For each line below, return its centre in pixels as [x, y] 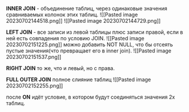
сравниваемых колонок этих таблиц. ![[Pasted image [72, 15]
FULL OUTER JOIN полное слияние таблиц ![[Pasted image [78, 79]
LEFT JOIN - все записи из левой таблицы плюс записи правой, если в [94, 32]
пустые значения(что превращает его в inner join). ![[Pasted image [89, 51]
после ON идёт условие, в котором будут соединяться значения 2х [91, 97]
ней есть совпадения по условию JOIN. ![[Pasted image [75, 38]
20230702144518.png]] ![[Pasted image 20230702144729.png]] [83, 21]
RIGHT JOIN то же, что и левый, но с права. [61, 68]
